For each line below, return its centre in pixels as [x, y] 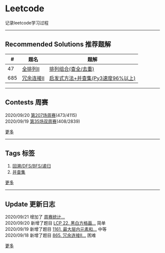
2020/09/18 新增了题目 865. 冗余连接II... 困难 [51, 235]
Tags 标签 [20, 153]
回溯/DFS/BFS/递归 [31, 166]
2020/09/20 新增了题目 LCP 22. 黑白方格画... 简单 [55, 223]
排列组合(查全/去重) [72, 69]
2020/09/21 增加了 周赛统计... [35, 217]
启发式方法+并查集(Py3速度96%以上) [92, 78]
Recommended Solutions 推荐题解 [58, 44]
